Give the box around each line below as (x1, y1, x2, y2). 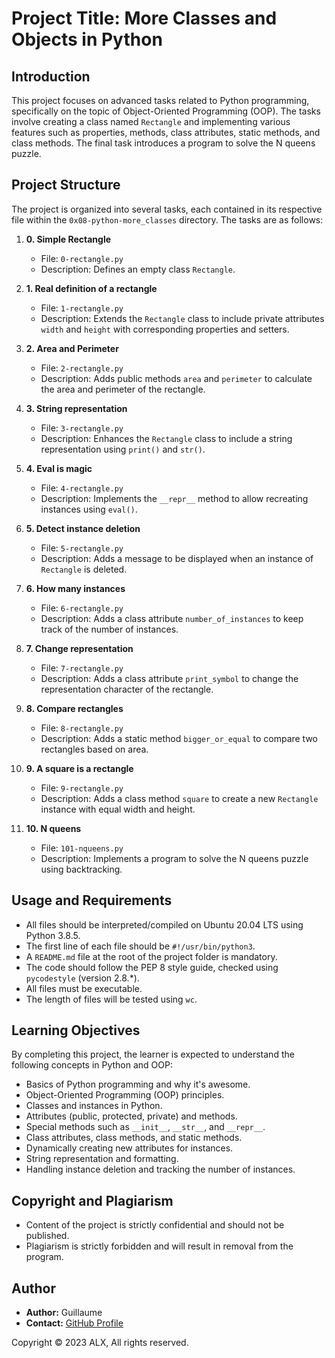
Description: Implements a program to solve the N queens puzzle (40, 852, 309, 864)
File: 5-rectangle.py (40, 542, 124, 554)
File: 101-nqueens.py (40, 842, 124, 854)
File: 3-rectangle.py (40, 422, 124, 434)
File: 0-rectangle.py (40, 252, 124, 264)
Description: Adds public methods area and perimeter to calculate (40, 372, 313, 384)
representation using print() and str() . (40, 443, 206, 455)
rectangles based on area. (40, 743, 149, 755)
